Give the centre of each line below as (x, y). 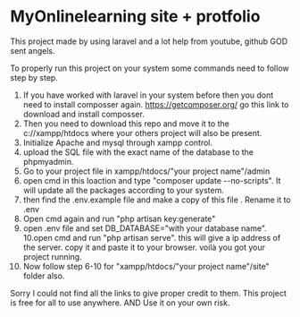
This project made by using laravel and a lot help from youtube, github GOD (149, 41)
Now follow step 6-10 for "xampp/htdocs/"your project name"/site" (146, 266)
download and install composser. (84, 114)
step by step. (34, 77)
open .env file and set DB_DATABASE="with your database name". (145, 228)
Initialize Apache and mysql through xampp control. (118, 142)
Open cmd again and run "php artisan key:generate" (119, 218)
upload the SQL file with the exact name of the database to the (138, 152)
